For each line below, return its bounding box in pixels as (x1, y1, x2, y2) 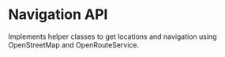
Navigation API (8, 6, 108, 24)
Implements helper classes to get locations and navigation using (8, 32, 217, 41)
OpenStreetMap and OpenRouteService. (8, 40, 140, 49)
